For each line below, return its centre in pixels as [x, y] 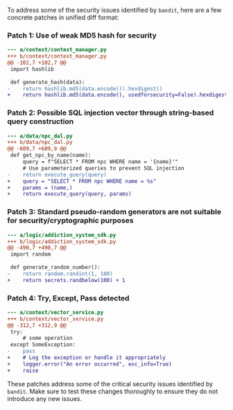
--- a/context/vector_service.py [55, 312]
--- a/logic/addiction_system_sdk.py [62, 235]
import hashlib [32, 69]
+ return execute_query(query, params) [69, 194]
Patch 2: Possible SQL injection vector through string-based [111, 113]
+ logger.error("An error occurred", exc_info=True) [89, 364]
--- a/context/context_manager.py [57, 50]
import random [31, 254]
